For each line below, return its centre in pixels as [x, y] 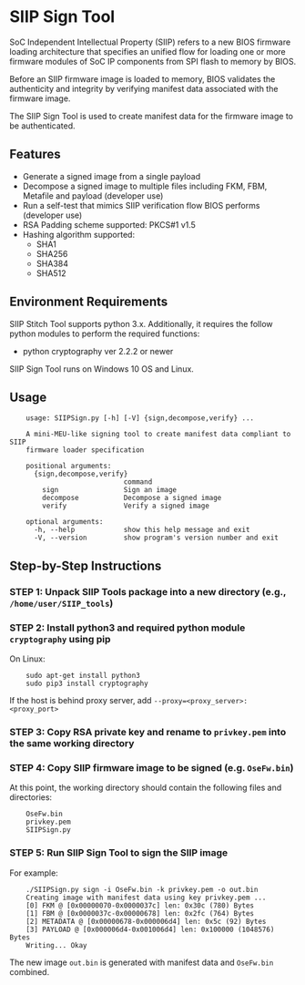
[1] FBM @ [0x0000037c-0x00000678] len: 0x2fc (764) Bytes [140, 913]
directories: [31, 797]
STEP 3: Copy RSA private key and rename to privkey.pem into [148, 732]
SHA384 [52, 263]
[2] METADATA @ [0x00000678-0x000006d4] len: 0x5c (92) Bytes [146, 921]
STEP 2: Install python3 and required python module [127, 628]
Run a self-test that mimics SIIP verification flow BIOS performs [141, 205]
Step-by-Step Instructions [86, 565]
